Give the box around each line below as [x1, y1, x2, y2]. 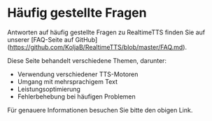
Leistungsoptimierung [17, 85, 80, 93]
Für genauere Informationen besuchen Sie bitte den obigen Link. [7, 106, 193, 114]
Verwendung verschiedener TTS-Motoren [17, 70, 139, 78]
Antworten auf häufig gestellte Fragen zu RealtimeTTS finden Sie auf [7, 28, 205, 36]
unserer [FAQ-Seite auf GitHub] [7, 35, 98, 43]
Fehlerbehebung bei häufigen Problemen [17, 92, 136, 101]
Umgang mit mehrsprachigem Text [17, 77, 118, 85]
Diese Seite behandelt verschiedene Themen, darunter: [7, 56, 167, 64]
